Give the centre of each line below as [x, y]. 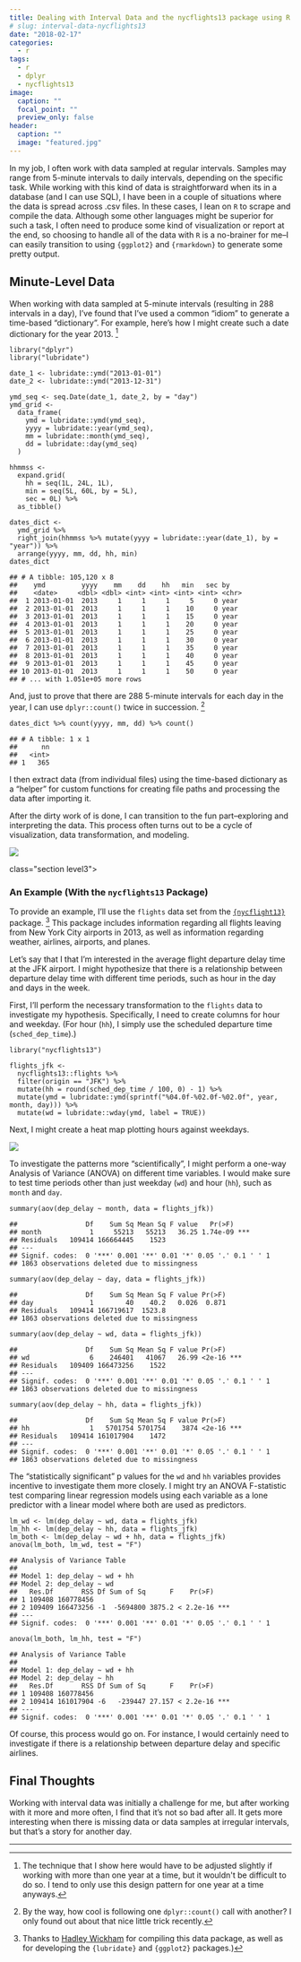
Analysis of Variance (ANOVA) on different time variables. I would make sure [150, 1173]
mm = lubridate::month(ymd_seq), [88, 436]
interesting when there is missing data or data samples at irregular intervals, [149, 1821]
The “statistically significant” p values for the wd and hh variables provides [145, 1476]
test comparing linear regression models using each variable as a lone [139, 1495]
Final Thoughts [52, 1781]
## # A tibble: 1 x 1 [50, 739]
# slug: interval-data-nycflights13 [77, 26]
